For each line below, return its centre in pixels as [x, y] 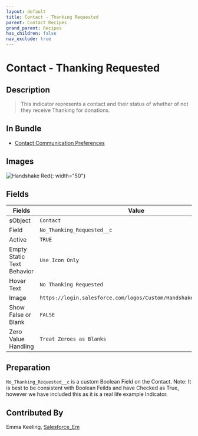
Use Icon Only [60, 260]
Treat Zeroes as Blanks [73, 339]
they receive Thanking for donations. [65, 110]
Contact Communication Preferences [60, 143]
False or [20, 315]
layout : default [26, 11]
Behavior [22, 272]
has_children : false [32, 34]
